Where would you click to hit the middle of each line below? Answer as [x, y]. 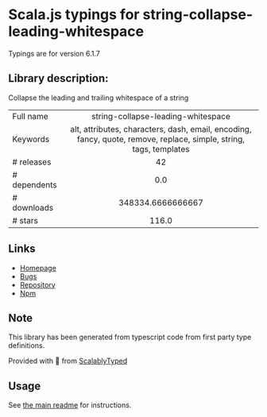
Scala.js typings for [74, 15]
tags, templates [161, 149]
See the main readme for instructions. [70, 405]
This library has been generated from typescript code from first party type [130, 337]
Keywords [31, 139]
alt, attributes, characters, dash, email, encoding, [161, 129]
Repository [37, 284]
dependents [35, 184]
